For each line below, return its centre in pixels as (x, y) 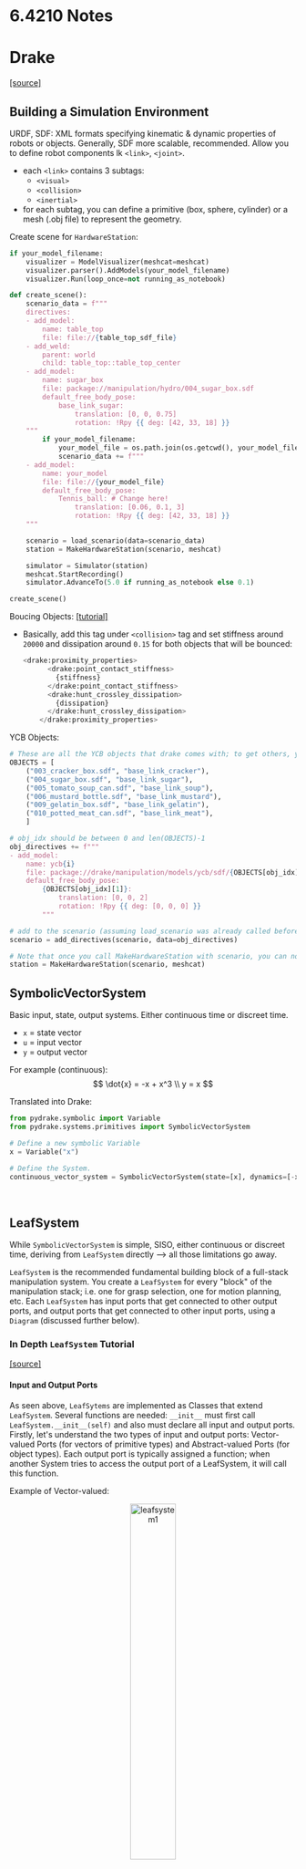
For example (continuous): (59, 1070)
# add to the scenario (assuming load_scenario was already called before (154, 931)
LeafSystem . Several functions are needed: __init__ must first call (133, 1415)
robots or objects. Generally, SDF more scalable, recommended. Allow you (149, 143)
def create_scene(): (49, 296)
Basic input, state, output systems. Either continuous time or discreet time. (149, 1015)
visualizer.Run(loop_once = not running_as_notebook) (126, 279)
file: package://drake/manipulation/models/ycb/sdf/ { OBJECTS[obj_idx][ (164, 872)
